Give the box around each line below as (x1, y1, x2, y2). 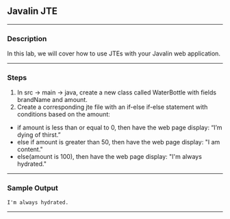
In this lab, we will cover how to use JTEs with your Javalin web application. (7, 49, 221, 57)
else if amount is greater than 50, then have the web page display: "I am (16, 138, 220, 146)
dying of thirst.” (16, 131, 61, 139)
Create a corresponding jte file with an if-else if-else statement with (16, 103, 208, 112)
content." (16, 145, 43, 153)
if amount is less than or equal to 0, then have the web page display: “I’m (16, 123, 222, 132)
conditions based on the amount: (16, 110, 111, 118)
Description (7, 34, 47, 43)
